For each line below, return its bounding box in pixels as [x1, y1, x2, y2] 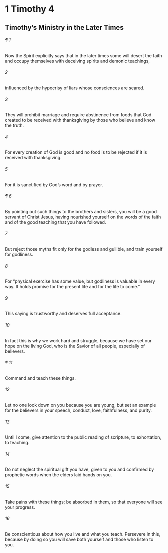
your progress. [5, 504, 36, 510]
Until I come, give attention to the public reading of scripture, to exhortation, [5, 434, 161, 440]
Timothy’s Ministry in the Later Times [5, 23, 124, 32]
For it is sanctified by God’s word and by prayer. [5, 181, 103, 188]
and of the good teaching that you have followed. [5, 219, 106, 225]
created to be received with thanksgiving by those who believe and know [5, 117, 156, 123]
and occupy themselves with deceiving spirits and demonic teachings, [5, 58, 150, 64]
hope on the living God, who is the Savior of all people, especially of [5, 343, 145, 349]
